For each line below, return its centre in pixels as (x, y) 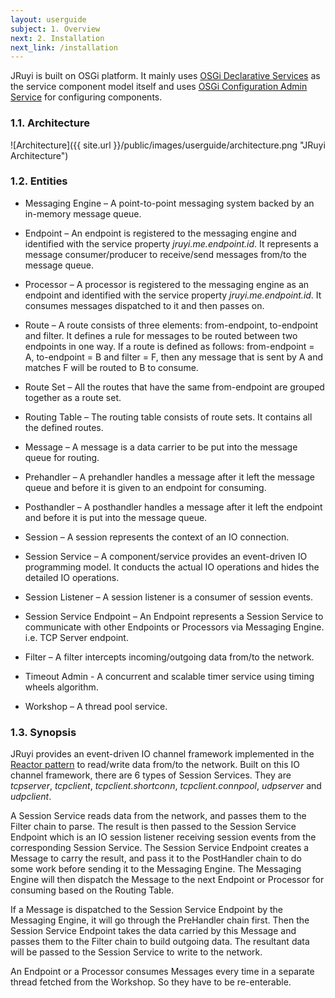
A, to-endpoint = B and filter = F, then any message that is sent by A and (174, 357)
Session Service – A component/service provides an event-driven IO (166, 556)
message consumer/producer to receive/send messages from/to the (165, 254)
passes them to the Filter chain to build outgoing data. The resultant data (160, 942)
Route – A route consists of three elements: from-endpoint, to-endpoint (171, 325)
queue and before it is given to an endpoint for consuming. (145, 487)
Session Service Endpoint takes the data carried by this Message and (153, 931)
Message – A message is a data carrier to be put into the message (161, 447)
